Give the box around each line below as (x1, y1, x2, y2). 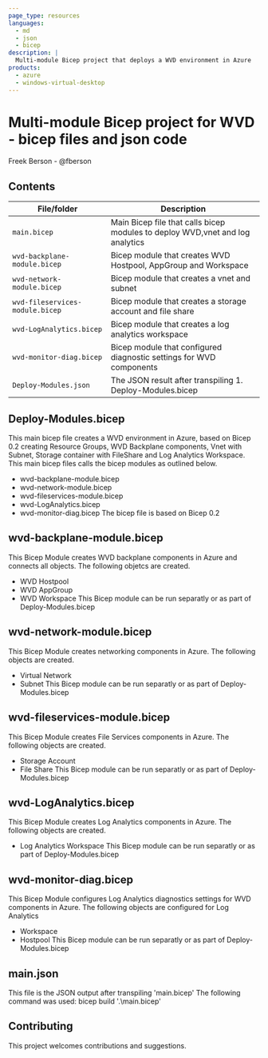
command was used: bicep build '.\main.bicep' (8, 996, 161, 1006)
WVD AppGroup (19, 585, 73, 594)
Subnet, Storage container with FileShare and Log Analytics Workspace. (8, 450, 246, 460)
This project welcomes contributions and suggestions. (8, 1040, 187, 1050)
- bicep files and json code (8, 130, 187, 148)
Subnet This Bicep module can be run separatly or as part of (19, 679, 219, 689)
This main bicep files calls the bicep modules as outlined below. (8, 459, 218, 469)
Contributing (8, 1020, 73, 1033)
